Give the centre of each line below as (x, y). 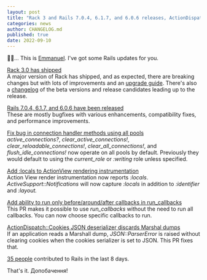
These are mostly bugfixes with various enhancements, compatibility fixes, (102, 115)
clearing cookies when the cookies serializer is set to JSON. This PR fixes (100, 240)
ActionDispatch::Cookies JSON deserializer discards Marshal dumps (94, 227)
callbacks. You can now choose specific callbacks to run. (80, 215)
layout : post (24, 12)
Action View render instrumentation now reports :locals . (78, 177)
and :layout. (22, 190)
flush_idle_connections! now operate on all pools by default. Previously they (103, 152)
